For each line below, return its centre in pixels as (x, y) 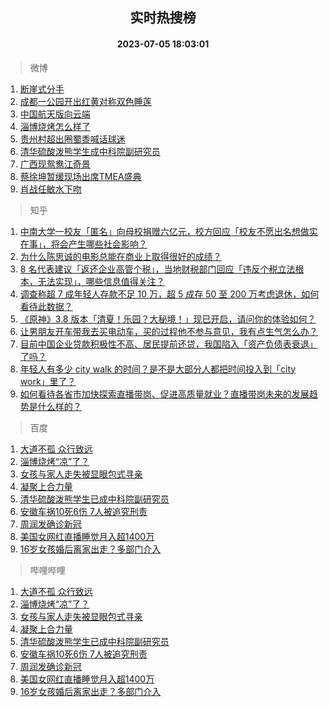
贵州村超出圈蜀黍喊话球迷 (72, 139)
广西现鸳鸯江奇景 (55, 164)
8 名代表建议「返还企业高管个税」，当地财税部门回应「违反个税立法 (157, 269)
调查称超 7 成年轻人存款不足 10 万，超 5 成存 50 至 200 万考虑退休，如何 (169, 294)
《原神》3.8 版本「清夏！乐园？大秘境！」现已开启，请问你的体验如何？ (168, 319)
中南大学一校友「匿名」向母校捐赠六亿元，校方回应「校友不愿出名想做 (164, 231)
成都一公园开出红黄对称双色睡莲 (85, 101)
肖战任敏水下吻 (50, 189)
